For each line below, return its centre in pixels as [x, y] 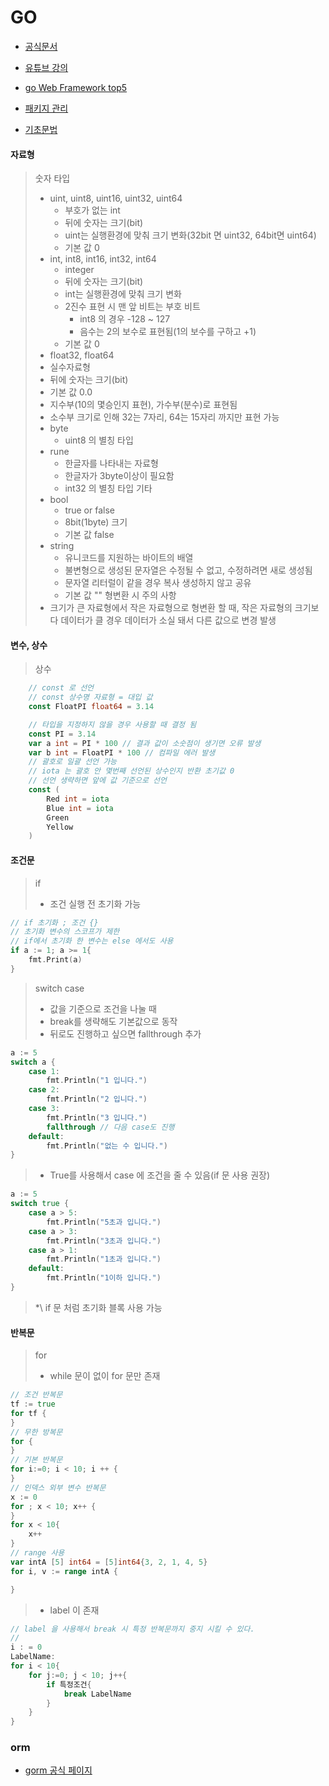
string [62, 546]
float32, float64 [82, 355]
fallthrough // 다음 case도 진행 [110, 1127]
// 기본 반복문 [36, 1460]
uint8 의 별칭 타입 [99, 440]
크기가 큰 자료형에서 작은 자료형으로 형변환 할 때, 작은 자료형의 [171, 608]
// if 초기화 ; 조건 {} [54, 922]
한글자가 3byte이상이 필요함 [119, 476]
